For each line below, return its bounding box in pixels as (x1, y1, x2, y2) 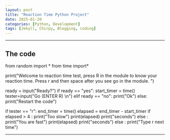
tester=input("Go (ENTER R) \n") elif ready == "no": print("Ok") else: (5, 93, 148, 99)
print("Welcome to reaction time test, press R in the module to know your (5, 73, 157, 79)
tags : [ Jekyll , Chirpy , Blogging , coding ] (5, 26, 96, 31)
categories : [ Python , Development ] (5, 21, 80, 27)
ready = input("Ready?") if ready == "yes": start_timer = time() (5, 88, 136, 94)
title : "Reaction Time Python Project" (5, 12, 90, 17)
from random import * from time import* (5, 62, 89, 68)
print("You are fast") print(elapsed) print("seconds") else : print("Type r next (5, 119, 164, 125)
